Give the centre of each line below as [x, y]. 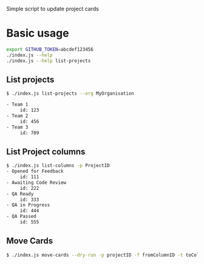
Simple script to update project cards [53, 9]
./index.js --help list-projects [49, 61]
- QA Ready [20, 194]
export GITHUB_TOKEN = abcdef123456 [50, 49]
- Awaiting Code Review [36, 182]
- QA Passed [21, 217]
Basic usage [38, 33]
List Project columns [46, 151]
